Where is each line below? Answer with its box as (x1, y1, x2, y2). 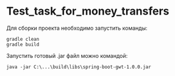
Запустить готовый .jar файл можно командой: (6, 52, 128, 59)
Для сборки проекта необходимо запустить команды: (6, 24, 148, 32)
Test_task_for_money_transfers (6, 4, 170, 18)
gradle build (6, 41, 40, 47)
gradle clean (6, 36, 40, 42)
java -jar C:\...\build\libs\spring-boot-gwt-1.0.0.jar (6, 64, 151, 70)
